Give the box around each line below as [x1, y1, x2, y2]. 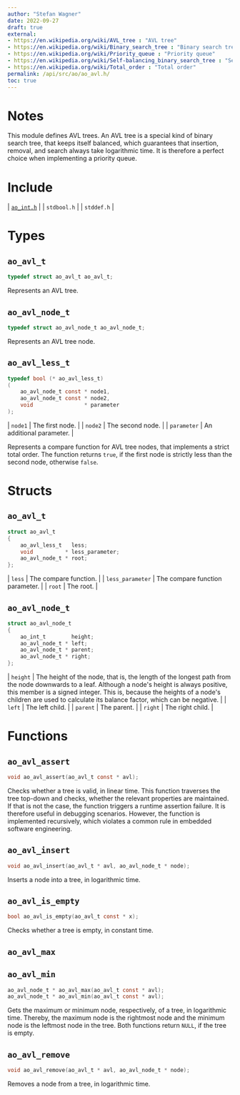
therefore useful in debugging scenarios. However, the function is [7, 809, 201, 818]
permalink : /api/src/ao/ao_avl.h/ [7, 70, 111, 77]
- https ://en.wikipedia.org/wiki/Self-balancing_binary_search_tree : [7, 57, 222, 64]
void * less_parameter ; [20, 548, 120, 555]
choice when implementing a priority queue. [7, 154, 138, 163]
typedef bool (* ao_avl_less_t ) [7, 375, 104, 382]
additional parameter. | [7, 428, 74, 437]
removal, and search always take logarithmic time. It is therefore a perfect [7, 147, 224, 155]
